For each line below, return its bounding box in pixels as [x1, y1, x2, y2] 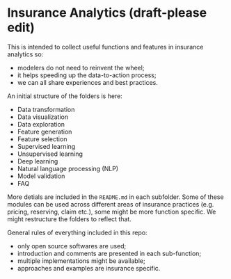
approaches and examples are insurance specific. [17, 264, 161, 272]
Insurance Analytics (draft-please [7, 5, 207, 21]
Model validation [17, 172, 65, 180]
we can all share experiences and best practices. [17, 78, 159, 86]
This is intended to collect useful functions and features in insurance [7, 42, 204, 51]
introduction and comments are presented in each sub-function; [17, 249, 202, 257]
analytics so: [7, 50, 44, 58]
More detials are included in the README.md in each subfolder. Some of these [7, 193, 224, 201]
